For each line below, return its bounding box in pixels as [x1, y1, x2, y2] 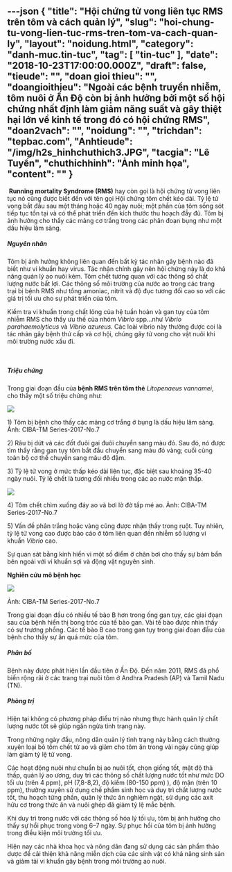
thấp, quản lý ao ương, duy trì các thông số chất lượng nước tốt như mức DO [7, 771, 225, 779]
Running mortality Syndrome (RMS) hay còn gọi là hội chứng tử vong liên [8, 187, 220, 195]
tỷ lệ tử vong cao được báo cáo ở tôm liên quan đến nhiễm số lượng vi [7, 529, 206, 537]
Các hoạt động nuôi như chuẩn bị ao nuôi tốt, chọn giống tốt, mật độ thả [7, 764, 213, 772]
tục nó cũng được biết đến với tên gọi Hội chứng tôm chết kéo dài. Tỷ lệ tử [7, 194, 219, 202]
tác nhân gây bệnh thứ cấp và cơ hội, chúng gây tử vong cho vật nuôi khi [7, 329, 216, 338]
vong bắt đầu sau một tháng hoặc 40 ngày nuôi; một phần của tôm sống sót [7, 201, 224, 210]
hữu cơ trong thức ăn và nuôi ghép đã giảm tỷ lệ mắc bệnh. [7, 800, 177, 809]
